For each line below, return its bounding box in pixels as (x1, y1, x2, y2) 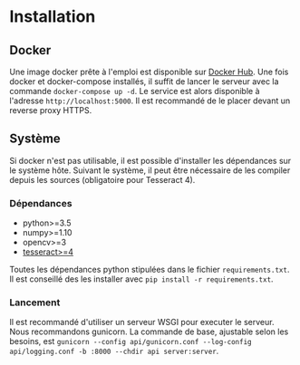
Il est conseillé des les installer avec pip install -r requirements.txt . (9, 274, 274, 284)
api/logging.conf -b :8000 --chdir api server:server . (9, 346, 219, 357)
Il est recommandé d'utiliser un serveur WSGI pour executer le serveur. (9, 317, 275, 328)
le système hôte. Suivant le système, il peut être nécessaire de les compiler (9, 165, 291, 176)
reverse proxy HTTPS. (9, 105, 92, 115)
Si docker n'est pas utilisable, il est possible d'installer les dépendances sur (9, 155, 292, 166)
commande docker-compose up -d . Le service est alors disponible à (9, 86, 260, 96)
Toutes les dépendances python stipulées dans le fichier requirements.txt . (9, 264, 290, 275)
